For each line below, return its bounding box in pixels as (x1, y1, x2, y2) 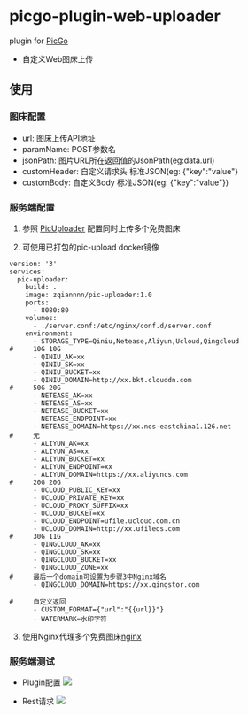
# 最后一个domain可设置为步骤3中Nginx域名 (9, 573, 167, 581)
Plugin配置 (21, 677, 61, 688)
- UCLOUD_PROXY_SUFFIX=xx (32, 501, 128, 510)
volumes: (25, 313, 58, 322)
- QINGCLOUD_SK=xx (32, 547, 101, 557)
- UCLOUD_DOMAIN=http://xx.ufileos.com (32, 524, 180, 533)
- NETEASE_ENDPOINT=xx (32, 414, 117, 423)
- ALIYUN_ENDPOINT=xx (32, 462, 113, 471)
